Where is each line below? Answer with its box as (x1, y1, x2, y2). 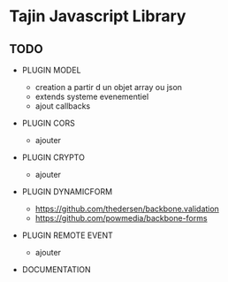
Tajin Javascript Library (9, 6, 186, 27)
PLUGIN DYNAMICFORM (21, 187, 113, 196)
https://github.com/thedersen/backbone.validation (34, 203, 219, 214)
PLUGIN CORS (21, 118, 75, 128)
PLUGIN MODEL (21, 65, 81, 75)
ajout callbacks (34, 101, 91, 111)
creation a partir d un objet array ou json (34, 82, 183, 92)
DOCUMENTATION (21, 264, 91, 275)
